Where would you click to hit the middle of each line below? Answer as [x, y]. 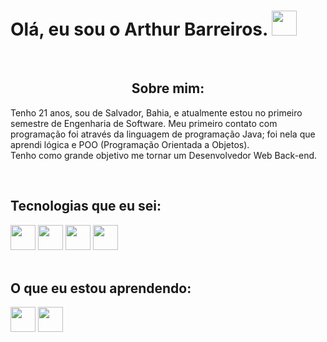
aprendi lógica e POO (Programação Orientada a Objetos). [130, 144]
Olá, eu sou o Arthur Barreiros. [139, 29]
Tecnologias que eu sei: [86, 206]
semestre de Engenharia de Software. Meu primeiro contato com [144, 123]
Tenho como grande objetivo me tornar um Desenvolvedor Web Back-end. [164, 155]
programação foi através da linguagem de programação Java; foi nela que [163, 134]
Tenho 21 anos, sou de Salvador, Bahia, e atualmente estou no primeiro [156, 112]
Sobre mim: [168, 88]
